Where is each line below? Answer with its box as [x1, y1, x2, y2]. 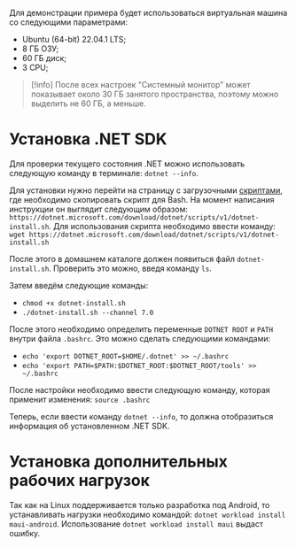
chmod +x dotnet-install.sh [21, 298, 126, 308]
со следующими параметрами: [9, 17, 129, 27]
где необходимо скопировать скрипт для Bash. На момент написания [9, 194, 275, 204]
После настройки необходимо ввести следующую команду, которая [9, 384, 270, 395]
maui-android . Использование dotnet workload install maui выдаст [9, 518, 264, 529]
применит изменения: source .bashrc [9, 394, 151, 404]
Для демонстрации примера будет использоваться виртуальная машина [9, 8, 288, 18]
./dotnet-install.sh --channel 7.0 [21, 308, 154, 317]
